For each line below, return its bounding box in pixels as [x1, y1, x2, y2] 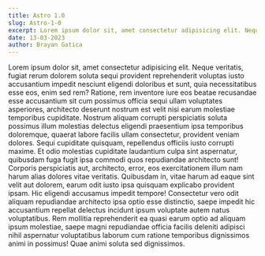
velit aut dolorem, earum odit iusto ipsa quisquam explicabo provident [8, 180, 235, 190]
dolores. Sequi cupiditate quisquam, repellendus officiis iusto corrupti [8, 138, 234, 148]
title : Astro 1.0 [8, 11, 65, 20]
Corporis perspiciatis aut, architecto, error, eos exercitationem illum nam [8, 164, 243, 173]
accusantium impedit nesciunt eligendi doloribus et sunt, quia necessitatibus [8, 80, 257, 89]
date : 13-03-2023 [8, 33, 65, 42]
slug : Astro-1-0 [8, 19, 62, 27]
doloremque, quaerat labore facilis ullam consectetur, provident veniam [8, 130, 240, 139]
